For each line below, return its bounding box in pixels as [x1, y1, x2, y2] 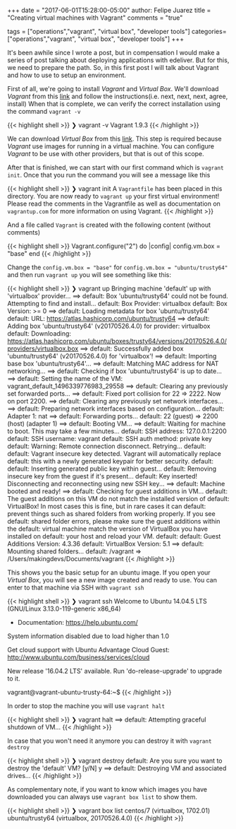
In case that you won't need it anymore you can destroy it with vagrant [7, 736, 212, 745]
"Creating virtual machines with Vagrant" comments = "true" [7, 13, 183, 22]
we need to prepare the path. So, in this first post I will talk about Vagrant [7, 64, 219, 71]
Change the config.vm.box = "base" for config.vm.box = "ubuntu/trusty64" [7, 263, 228, 271]
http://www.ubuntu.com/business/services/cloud [7, 653, 150, 662]
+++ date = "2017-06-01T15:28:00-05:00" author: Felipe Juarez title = [7, 6, 211, 14]
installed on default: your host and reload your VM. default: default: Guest [7, 532, 221, 540]
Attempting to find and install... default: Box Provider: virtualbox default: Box [7, 300, 228, 307]
